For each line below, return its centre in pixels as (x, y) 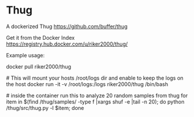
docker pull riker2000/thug (39, 66)
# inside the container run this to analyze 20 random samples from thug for (97, 95)
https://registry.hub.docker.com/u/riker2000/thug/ (67, 44)
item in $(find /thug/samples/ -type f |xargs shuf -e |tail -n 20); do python (95, 101)
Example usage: (26, 55)
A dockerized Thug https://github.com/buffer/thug (67, 26)
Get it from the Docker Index (41, 37)
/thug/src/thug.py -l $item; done (45, 108)
